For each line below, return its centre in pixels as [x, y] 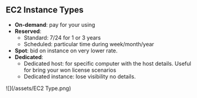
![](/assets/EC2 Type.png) [39, 88]
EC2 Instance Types [45, 10]
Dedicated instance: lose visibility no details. [80, 76]
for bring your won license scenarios [70, 70]
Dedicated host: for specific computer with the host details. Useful [107, 63]
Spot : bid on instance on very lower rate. [66, 51]
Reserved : [28, 31]
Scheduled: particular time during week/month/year [89, 44]
